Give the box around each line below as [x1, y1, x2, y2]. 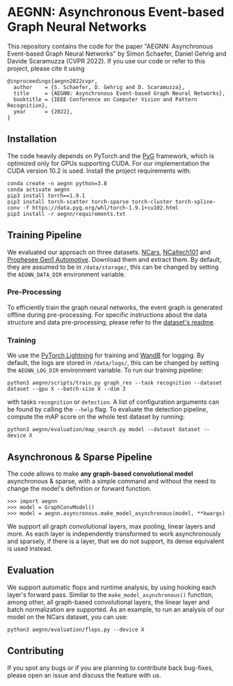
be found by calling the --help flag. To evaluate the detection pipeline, [7, 405, 209, 414]
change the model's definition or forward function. [7, 484, 152, 492]
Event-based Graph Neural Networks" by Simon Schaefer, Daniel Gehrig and [7, 49, 227, 58]
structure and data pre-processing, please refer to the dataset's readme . [7, 318, 216, 326]
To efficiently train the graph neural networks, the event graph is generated [7, 303, 223, 311]
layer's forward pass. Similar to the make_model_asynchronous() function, [7, 590, 214, 599]
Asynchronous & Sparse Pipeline [7, 451, 153, 463]
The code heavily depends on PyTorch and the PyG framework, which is [7, 151, 214, 160]
